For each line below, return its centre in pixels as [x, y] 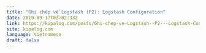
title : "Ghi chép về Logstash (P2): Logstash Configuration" [86, 12]
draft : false [23, 40]
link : [13, 23]
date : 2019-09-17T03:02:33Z [42, 18]
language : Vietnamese [34, 35]
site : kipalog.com [30, 29]
